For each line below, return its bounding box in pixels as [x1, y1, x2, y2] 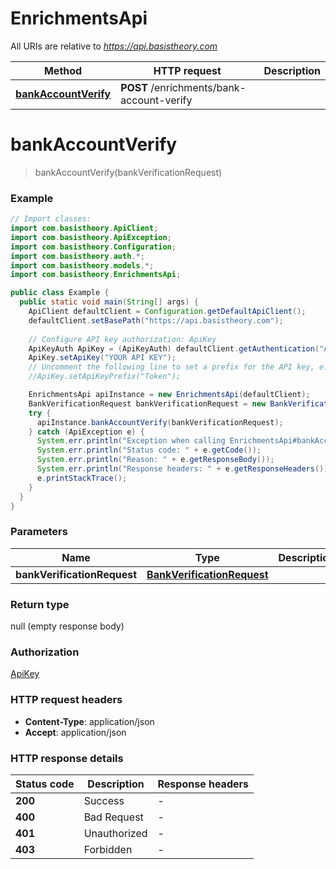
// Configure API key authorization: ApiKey [28, 334, 217, 344]
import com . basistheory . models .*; [10, 260, 155, 271]
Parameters [10, 525, 68, 539]
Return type [10, 597, 70, 611]
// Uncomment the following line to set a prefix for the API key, [28, 362, 315, 372]
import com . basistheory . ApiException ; [10, 232, 172, 242]
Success [83, 793, 125, 807]
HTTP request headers [10, 693, 123, 707]
